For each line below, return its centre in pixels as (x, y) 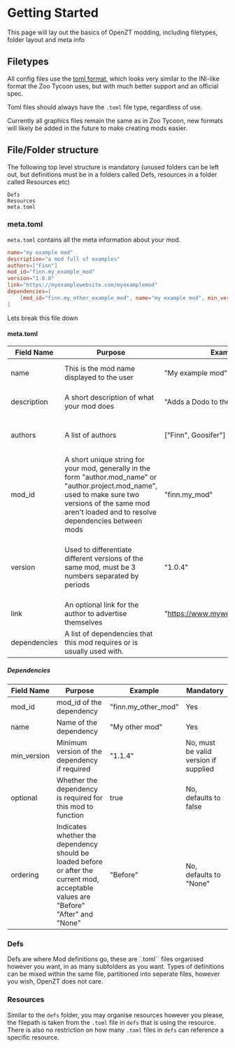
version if (201, 760)
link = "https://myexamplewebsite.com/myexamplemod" (83, 285)
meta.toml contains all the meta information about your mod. (94, 239)
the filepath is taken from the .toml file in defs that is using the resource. (112, 1022)
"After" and (74, 914)
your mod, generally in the (107, 468)
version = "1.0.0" (31, 279)
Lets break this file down (43, 318)
